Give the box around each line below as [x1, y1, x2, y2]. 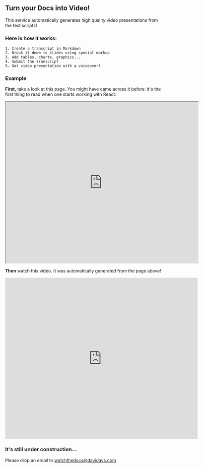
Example [5, 75, 27, 82]
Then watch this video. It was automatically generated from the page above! [5, 268, 161, 274]
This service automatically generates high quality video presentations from [5, 17, 158, 23]
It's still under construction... [5, 446, 77, 453]
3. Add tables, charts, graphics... [5, 55, 81, 60]
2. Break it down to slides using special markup [5, 51, 110, 56]
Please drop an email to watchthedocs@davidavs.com [5, 457, 116, 463]
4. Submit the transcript [5, 59, 59, 64]
